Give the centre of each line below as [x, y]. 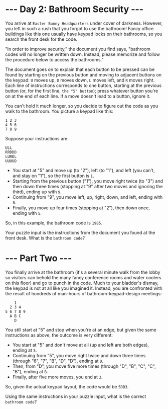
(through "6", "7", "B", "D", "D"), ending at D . [58, 361]
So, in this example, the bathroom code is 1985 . [54, 223]
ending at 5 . [25, 350]
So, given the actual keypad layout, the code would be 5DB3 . [67, 386]
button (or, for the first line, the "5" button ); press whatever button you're [82, 91]
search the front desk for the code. [41, 39]
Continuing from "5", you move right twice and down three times [79, 355]
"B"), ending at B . [30, 371]
